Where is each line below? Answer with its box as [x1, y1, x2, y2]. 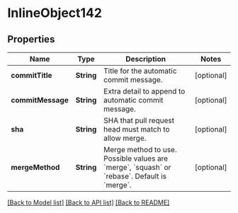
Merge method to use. [103, 145, 177, 154]
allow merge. [103, 133, 147, 143]
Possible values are [103, 154, 169, 163]
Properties [7, 33, 55, 45]
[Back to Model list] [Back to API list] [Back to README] [7, 198, 170, 207]
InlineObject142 [7, 5, 103, 21]
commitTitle [11, 71, 52, 80]
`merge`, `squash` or [103, 163, 171, 172]
